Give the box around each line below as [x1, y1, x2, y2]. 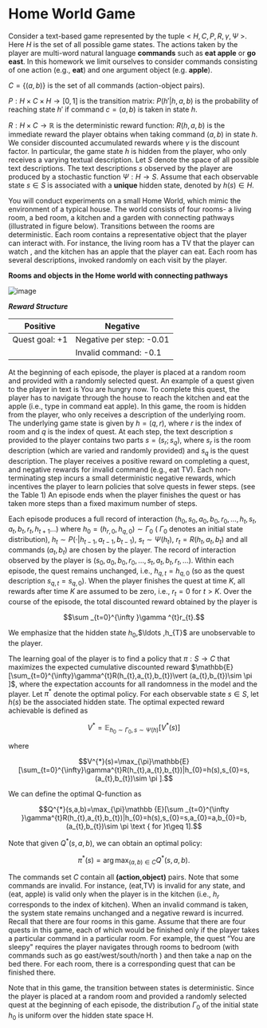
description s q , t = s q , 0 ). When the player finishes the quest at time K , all [8, 576, 245, 587]
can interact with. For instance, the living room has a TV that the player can [8, 238, 255, 247]
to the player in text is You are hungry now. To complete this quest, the [8, 384, 241, 393]
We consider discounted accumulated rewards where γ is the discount [8, 137, 240, 148]
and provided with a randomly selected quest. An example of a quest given [8, 376, 255, 385]
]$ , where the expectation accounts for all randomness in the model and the [8, 679, 257, 689]
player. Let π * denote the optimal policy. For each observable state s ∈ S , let [8, 687, 259, 698]
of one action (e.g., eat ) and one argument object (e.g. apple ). [8, 65, 213, 74]
